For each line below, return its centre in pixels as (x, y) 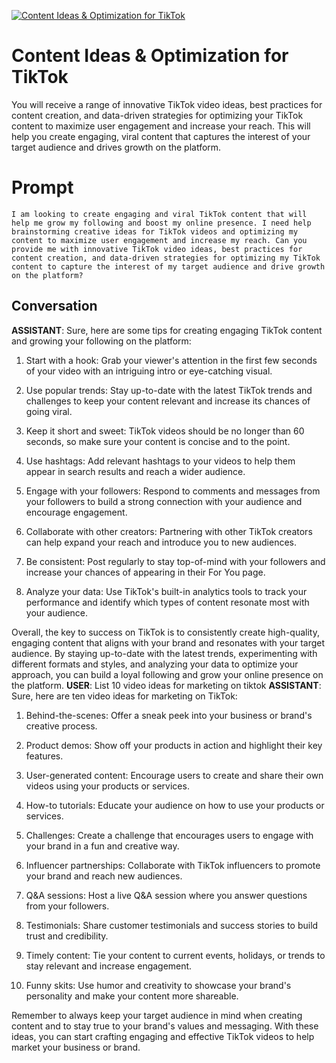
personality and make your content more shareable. (132, 996)
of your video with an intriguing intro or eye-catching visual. (149, 371)
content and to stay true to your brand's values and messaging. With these (165, 1026)
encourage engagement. (76, 512)
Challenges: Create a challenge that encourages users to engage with (169, 835)
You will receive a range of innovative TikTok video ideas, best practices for (167, 104)
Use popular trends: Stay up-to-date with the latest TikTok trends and (169, 390)
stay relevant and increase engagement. (109, 966)
